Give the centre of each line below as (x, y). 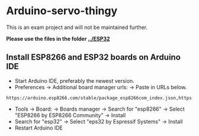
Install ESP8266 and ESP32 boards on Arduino (93, 57)
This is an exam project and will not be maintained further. (77, 27)
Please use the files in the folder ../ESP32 (58, 38)
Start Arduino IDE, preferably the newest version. (74, 80)
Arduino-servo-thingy (62, 11)
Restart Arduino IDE (39, 128)
